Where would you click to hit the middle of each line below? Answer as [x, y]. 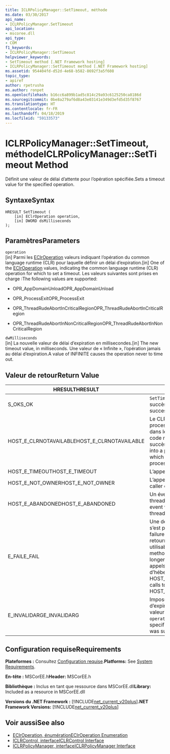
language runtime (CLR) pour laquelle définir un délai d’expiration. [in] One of [85, 263]
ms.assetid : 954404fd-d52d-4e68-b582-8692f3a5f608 [60, 71]
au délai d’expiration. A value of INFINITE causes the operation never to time [84, 354]
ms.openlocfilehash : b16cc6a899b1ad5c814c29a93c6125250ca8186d [73, 95]
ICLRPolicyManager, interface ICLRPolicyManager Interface [74, 746]
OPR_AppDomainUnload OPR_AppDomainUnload [63, 289]
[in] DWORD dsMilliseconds [43, 221]
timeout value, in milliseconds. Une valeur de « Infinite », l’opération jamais [83, 349]
